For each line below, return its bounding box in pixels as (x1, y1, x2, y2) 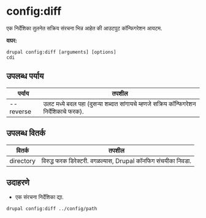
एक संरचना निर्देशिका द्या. (15, 194, 64, 201)
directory (9, 156, 36, 165)
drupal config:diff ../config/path (6, 206, 97, 212)
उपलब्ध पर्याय (6, 71, 44, 81)
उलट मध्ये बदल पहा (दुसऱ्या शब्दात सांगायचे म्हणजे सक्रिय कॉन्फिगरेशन (43, 99, 196, 108)
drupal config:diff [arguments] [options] (6, 49, 116, 55)
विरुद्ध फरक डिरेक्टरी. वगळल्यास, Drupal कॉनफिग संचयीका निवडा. (41, 156, 192, 165)
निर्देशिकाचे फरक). (43, 107, 84, 116)
